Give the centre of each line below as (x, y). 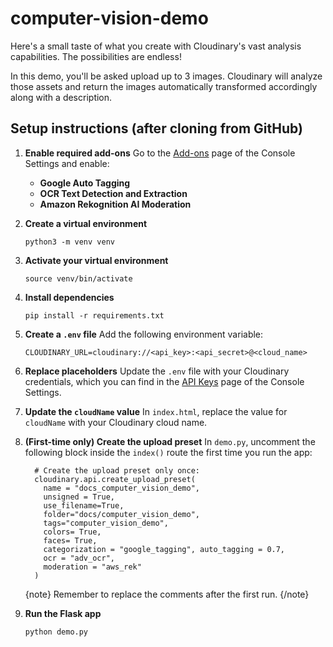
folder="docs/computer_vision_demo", (121, 514)
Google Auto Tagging (85, 183)
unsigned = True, (79, 497)
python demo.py (56, 632)
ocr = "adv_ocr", (79, 558)
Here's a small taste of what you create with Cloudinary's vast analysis (156, 46)
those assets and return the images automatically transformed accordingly (164, 86)
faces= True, (70, 540)
